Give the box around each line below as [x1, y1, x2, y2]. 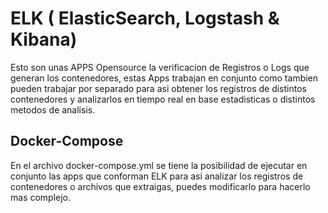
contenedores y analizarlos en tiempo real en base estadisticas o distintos [10, 93, 316, 105]
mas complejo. [10, 191, 72, 203]
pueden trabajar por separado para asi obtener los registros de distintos [10, 82, 307, 94]
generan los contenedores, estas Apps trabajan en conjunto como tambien [10, 72, 319, 84]
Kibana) [10, 28, 78, 51]
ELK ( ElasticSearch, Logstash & [10, 7, 280, 30]
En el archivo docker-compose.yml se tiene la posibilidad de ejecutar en [10, 159, 308, 171]
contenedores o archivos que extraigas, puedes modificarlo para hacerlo [10, 180, 311, 192]
